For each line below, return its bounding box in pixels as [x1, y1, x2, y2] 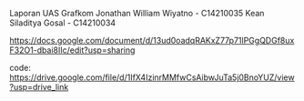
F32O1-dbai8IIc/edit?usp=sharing [9, 45, 136, 56]
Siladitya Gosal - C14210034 [9, 17, 117, 28]
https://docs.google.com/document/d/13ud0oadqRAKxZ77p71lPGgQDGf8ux [9, 35, 295, 45]
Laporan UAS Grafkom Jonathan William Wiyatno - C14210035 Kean [9, 8, 265, 18]
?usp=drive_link [9, 82, 69, 92]
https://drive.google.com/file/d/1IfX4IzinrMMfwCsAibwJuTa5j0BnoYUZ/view [9, 72, 295, 83]
